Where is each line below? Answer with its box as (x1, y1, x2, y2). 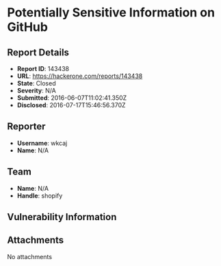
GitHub (7, 19, 48, 35)
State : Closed (16, 79, 56, 87)
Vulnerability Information (7, 211, 117, 223)
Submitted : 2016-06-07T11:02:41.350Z (16, 94, 127, 102)
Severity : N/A (16, 87, 56, 94)
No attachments (7, 252, 53, 261)
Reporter (7, 121, 46, 133)
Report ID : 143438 (16, 65, 70, 72)
